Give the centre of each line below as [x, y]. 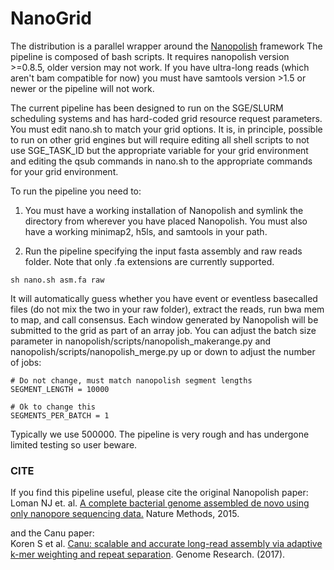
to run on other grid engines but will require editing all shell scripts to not [160, 139]
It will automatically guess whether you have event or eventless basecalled [164, 298]
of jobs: [26, 362]
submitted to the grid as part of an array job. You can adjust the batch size [163, 330]
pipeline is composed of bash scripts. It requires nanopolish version [150, 56]
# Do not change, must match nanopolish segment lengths [131, 380]
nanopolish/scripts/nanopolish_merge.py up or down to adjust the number [163, 351]
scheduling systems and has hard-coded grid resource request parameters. [166, 118]
